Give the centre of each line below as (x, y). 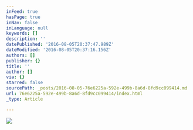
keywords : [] (22, 34)
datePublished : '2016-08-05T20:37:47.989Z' (60, 45)
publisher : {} (23, 61)
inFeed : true (22, 11)
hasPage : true (23, 17)
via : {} (16, 77)
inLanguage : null (27, 28)
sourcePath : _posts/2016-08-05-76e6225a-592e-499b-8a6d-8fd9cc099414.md (97, 88)
